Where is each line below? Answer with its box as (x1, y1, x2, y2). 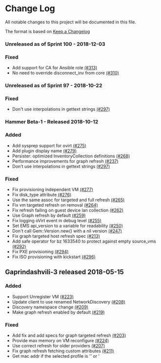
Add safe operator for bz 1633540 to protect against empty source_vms (12, 238, 156, 244)
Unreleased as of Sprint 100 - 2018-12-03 (5, 40, 106, 47)
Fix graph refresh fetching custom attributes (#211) (12, 348, 114, 354)
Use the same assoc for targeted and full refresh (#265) (12, 197, 125, 203)
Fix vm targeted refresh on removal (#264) (12, 202, 99, 208)
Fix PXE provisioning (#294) (12, 248, 69, 254)
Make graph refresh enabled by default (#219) (12, 309, 105, 315)
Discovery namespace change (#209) (12, 304, 89, 310)
